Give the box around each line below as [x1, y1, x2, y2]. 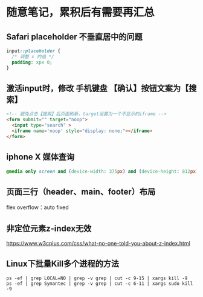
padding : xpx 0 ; [11, 59, 53, 65]
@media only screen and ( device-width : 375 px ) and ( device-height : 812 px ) [6, 168, 199, 175]
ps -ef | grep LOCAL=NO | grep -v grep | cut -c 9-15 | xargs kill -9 [6, 275, 188, 281]
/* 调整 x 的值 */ [11, 53, 54, 59]
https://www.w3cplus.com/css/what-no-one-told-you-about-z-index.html [6, 240, 190, 247]
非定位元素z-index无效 [6, 223, 92, 233]
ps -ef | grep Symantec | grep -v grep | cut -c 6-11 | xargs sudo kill [6, 280, 193, 287]
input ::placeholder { [6, 48, 61, 54]
